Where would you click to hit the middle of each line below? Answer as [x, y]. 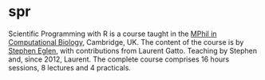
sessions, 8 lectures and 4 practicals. [70, 67]
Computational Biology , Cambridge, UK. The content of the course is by [126, 42]
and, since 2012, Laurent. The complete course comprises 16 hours [119, 59]
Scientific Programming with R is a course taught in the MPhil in [113, 34]
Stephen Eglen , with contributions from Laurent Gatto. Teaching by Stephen [133, 50]
